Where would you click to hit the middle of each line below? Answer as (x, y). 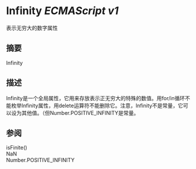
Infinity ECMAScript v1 (62, 11)
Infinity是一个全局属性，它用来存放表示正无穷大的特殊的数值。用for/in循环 (96, 98)
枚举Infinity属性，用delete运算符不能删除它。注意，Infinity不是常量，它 (97, 105)
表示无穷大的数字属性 (32, 28)
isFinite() (17, 148)
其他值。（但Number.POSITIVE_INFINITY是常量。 (80, 112)
